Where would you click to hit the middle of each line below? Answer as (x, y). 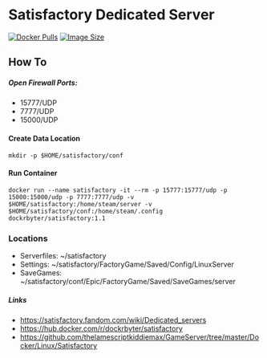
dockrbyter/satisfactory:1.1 (57, 218)
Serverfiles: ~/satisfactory (63, 256)
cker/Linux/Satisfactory (59, 345)
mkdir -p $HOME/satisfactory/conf (66, 155)
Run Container (33, 173)
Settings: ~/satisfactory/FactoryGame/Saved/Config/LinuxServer (127, 264)
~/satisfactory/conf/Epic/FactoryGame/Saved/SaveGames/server (128, 281)
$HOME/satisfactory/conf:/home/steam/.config (85, 211)
